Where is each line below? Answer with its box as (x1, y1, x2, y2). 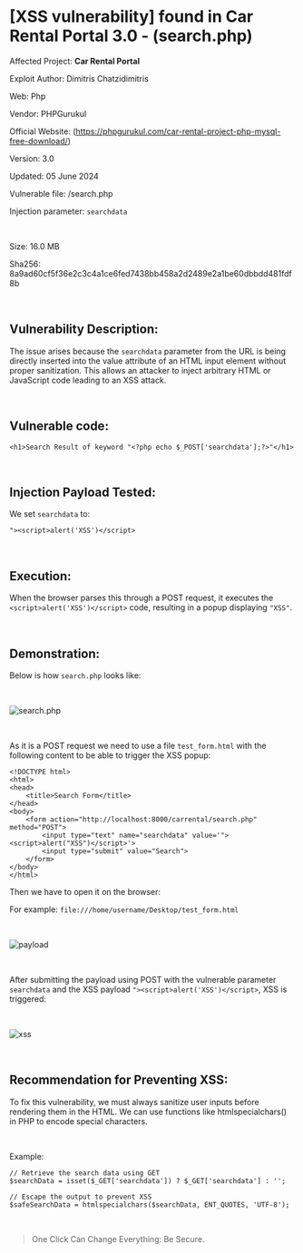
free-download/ (9, 135, 68, 146)
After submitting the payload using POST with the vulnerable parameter (9, 975, 277, 985)
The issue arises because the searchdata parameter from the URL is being (9, 345, 287, 356)
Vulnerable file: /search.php (9, 188, 113, 199)
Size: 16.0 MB (9, 240, 61, 251)
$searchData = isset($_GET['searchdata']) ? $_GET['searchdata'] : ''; (9, 1176, 286, 1185)
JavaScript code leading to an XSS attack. (9, 374, 167, 385)
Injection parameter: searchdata (9, 206, 128, 217)
